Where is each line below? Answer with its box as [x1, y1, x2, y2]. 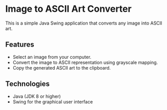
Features [5, 40, 34, 49]
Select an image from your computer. [12, 54, 92, 60]
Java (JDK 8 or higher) [12, 93, 61, 99]
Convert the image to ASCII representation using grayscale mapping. [12, 59, 158, 65]
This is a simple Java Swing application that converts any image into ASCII [5, 20, 162, 26]
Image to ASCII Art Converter [5, 3, 132, 15]
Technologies [5, 80, 50, 89]
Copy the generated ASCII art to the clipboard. [12, 64, 111, 71]
